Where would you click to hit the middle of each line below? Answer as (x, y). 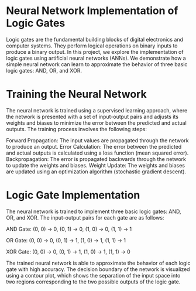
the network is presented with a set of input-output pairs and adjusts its (92, 117)
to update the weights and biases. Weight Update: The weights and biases (96, 165)
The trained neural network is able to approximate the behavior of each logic (98, 263)
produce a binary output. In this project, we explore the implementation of (95, 52)
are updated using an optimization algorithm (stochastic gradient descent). (96, 172)
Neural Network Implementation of (92, 11)
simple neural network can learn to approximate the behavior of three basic (97, 64)
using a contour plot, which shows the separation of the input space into (93, 275)
